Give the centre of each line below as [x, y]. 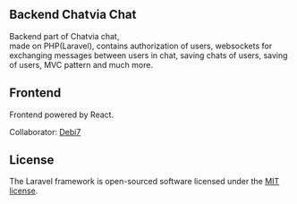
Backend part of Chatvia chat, [64, 36]
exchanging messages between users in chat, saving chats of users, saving [148, 55]
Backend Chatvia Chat [73, 15]
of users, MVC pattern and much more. [81, 64]
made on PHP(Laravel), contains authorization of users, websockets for [141, 46]
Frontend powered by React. [62, 115]
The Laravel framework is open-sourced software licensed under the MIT [144, 182]
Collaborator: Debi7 [45, 132]
